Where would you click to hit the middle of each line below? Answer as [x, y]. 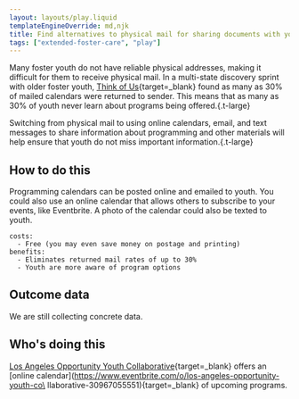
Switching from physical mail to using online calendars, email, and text [138, 123]
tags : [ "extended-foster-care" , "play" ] [85, 42]
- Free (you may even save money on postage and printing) [129, 245]
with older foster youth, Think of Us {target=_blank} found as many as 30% [146, 87]
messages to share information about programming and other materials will [147, 133]
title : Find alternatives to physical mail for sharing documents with [145, 34]
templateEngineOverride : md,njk [69, 26]
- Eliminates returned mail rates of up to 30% [107, 260]
